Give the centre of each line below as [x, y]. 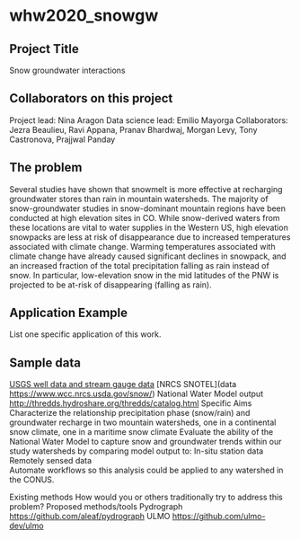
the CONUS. [32, 480]
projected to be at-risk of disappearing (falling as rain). [111, 285]
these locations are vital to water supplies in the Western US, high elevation [149, 227]
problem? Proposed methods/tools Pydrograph [96, 507]
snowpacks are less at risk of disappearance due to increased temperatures [150, 237]
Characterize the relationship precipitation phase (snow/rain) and [130, 413]
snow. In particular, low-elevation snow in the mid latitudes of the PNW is [144, 275]
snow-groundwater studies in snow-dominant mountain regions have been [147, 208]
